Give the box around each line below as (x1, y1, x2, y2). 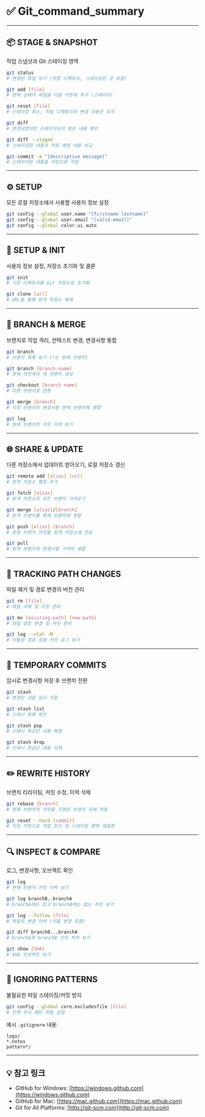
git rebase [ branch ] (6, 800, 59, 807)
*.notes (6, 1039, 26, 1045)
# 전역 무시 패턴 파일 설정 (6, 1009, 65, 1015)
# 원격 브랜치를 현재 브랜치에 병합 (6, 513, 82, 519)
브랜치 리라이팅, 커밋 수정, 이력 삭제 (6, 788, 91, 795)
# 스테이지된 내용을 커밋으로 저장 (6, 159, 79, 165)
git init (6, 274, 29, 280)
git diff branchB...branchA (6, 929, 78, 935)
